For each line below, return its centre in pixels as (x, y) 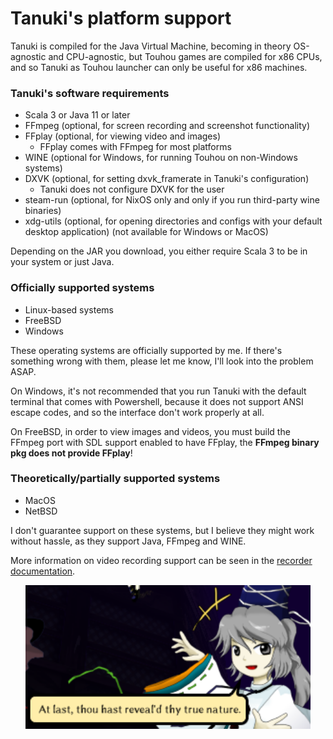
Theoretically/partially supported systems (115, 479)
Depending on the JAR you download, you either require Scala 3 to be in (159, 251)
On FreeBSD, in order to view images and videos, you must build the (150, 431)
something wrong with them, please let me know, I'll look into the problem (162, 361)
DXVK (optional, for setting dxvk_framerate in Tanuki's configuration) (167, 179)
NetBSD (41, 511)
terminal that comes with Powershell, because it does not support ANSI (157, 401)
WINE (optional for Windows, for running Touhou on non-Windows (161, 158)
